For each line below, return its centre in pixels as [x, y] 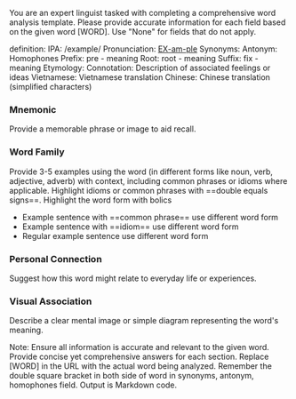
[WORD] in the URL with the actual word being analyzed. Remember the [141, 366]
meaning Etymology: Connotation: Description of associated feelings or [140, 68]
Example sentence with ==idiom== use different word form [130, 227]
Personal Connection [56, 259]
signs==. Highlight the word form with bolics [91, 200]
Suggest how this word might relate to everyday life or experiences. [133, 278]
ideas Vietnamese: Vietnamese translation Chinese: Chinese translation [140, 77]
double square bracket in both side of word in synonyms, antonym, [132, 376]
